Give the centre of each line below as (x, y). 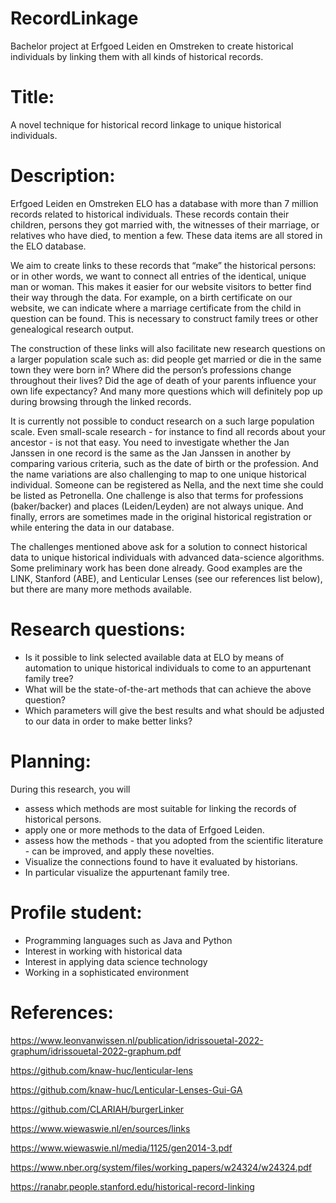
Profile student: (76, 912)
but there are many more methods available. (101, 589)
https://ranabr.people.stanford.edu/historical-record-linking (132, 1186)
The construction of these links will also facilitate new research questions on (168, 348)
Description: (63, 176)
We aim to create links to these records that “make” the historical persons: (163, 265)
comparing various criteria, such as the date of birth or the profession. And (164, 463)
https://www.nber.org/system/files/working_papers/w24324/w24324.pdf (161, 1167)
